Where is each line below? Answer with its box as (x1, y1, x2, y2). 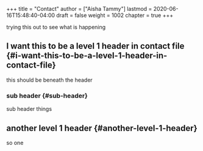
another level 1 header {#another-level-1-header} (6, 123, 198, 133)
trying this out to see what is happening (6, 24, 106, 30)
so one (6, 139, 24, 146)
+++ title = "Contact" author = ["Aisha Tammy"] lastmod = (6, 5, 152, 12)
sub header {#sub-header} (6, 91, 88, 100)
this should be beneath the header (6, 76, 93, 83)
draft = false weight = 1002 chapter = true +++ (56, 12, 174, 19)
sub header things (6, 105, 52, 113)
